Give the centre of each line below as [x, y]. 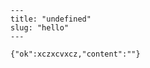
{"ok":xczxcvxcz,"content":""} [75, 54]
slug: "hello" [40, 28]
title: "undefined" [51, 19]
